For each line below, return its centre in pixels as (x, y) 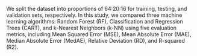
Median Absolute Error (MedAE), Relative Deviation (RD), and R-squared (96, 41)
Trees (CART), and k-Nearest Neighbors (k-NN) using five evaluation (91, 28)
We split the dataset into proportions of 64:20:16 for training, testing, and (97, 9)
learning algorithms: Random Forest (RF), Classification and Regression (95, 21)
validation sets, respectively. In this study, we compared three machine (94, 15)
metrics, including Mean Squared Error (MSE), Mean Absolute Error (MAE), (99, 34)
